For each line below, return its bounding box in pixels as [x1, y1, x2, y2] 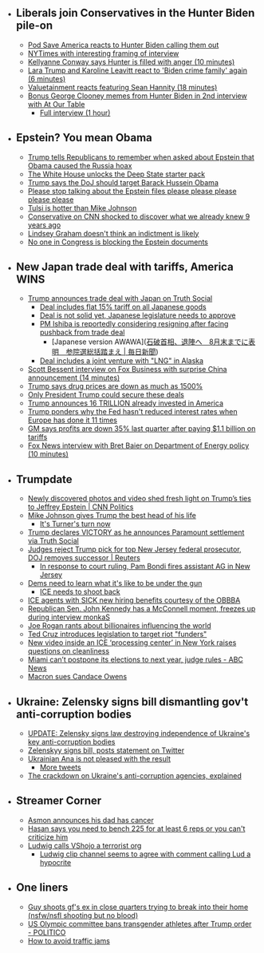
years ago [27, 219, 61, 230]
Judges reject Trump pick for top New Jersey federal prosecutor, [27, 544, 242, 554]
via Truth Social [27, 536, 80, 546]
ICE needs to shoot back [39, 587, 121, 597]
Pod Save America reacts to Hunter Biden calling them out [27, 40, 219, 49]
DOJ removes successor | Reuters [27, 553, 141, 563]
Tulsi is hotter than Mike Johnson [27, 203, 137, 212]
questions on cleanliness [27, 647, 110, 656]
